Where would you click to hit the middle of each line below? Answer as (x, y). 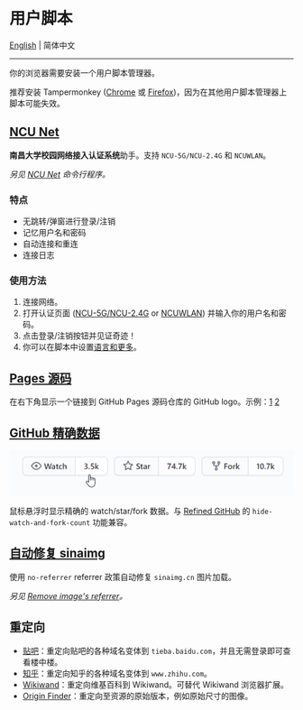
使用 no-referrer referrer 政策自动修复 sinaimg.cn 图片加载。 (123, 576)
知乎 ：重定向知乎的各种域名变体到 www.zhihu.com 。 (117, 673)
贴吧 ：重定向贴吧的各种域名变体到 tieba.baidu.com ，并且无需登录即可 (153, 650)
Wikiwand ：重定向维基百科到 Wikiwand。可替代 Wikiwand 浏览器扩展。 (155, 684)
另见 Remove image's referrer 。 (69, 595)
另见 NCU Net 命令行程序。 (60, 174)
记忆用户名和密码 (54, 233)
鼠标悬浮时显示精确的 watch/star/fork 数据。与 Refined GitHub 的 (130, 511)
